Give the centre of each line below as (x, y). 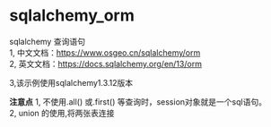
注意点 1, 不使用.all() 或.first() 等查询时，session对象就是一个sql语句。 (138, 102)
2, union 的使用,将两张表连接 (62, 113)
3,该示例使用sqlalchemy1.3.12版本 (71, 82)
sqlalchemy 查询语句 (47, 41)
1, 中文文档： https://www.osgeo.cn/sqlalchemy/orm (105, 52)
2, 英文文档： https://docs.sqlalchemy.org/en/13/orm (105, 63)
